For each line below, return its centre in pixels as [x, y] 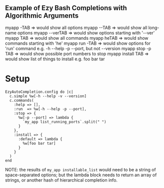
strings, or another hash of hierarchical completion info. [61, 180]
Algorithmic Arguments [42, 16]
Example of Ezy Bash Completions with [66, 8]
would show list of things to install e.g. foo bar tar [55, 59]
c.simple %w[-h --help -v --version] [48, 96]
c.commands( [22, 100]
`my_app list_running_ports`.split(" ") [65, 122]
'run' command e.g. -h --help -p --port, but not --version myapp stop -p [78, 48]
